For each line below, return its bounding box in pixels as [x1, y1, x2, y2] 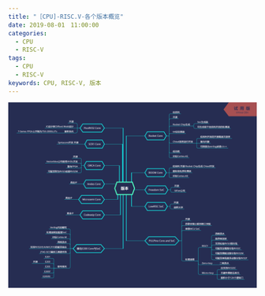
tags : [8, 54, 26, 62]
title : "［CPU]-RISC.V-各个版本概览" [8, 13, 124, 20]
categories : [8, 29, 47, 37]
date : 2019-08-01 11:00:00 [8, 20, 99, 29]
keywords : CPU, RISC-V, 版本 [8, 79, 102, 87]
